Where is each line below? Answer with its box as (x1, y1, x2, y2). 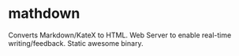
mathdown (8, 5, 80, 23)
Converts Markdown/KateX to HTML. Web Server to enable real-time (8, 30, 232, 40)
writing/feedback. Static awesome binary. (8, 38, 144, 47)
